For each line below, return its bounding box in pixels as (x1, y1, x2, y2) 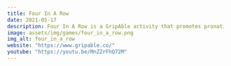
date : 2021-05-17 (7, 16, 57, 23)
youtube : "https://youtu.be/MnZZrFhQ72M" (7, 49, 128, 56)
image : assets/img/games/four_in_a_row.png (7, 29, 134, 36)
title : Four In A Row (7, 10, 69, 17)
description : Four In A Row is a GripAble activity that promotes (7, 23, 201, 30)
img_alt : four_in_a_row (7, 36, 76, 43)
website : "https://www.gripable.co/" (7, 42, 115, 49)
